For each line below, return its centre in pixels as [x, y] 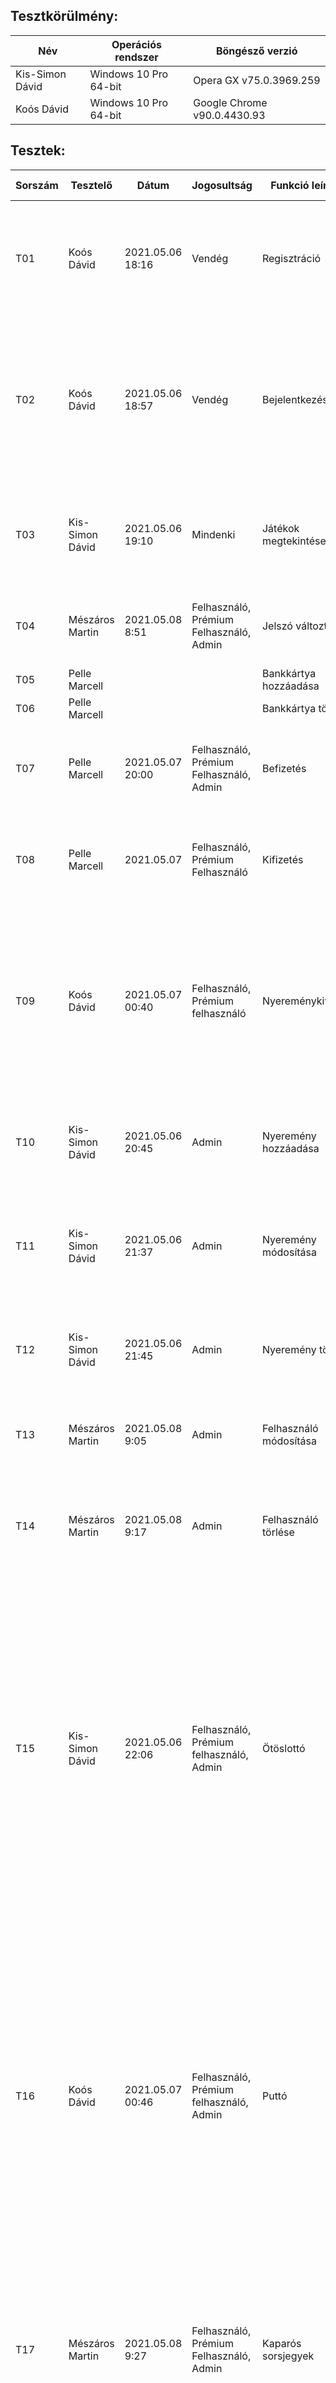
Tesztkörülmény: [64, 16]
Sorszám [37, 185]
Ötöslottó [283, 1748]
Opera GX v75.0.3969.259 [257, 80]
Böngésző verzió [256, 51]
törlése [278, 1532]
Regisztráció [291, 258]
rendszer [136, 57]
